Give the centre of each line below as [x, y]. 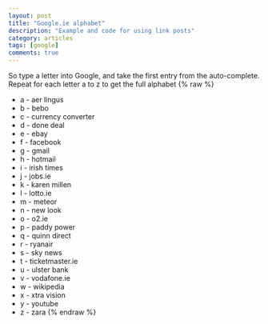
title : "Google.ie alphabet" [57, 23]
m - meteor [38, 202]
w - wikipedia [42, 286]
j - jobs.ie [35, 176]
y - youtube [39, 304]
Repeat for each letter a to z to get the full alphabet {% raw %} [111, 84]
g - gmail [35, 150]
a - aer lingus [42, 100]
